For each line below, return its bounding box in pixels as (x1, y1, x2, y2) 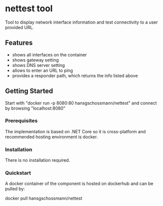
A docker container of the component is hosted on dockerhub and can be (5, 180, 153, 187)
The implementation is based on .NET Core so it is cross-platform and (5, 128, 146, 134)
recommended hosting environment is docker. (5, 134, 98, 140)
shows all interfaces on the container (12, 52, 87, 58)
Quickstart (5, 170, 31, 177)
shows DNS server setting (12, 62, 65, 68)
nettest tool (5, 3, 53, 14)
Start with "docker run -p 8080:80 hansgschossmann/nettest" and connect (5, 100, 157, 106)
